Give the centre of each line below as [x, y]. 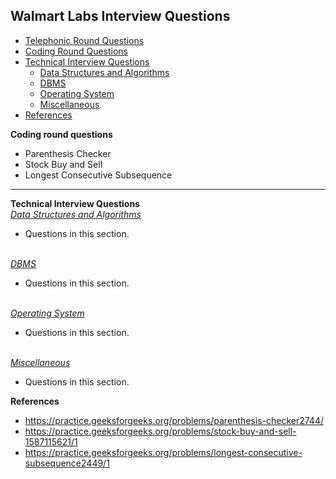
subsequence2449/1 [67, 463]
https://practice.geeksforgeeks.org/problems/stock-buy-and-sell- [160, 431]
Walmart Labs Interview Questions [120, 16]
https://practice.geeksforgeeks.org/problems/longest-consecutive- [163, 452]
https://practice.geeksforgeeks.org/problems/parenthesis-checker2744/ [174, 420]
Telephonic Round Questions [84, 40]
